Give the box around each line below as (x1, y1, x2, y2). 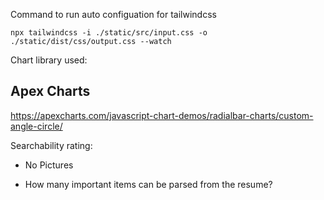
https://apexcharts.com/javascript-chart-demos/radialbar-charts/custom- (10, 109, 314, 121)
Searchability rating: (10, 139, 93, 151)
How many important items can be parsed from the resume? (24, 178, 273, 190)
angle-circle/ (10, 120, 63, 132)
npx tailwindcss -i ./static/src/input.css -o (10, 28, 208, 38)
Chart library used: (10, 54, 88, 66)
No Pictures (24, 159, 74, 171)
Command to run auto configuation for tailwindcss (10, 9, 217, 20)
